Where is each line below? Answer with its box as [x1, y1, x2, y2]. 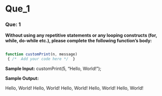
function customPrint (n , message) [5, 52, 78, 57]
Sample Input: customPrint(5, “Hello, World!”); [5, 66, 102, 72]
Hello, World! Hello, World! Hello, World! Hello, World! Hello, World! [5, 85, 144, 91]
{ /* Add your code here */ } [7, 56, 75, 62]
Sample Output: [5, 75, 39, 81]
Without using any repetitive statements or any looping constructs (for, [5, 32, 157, 38]
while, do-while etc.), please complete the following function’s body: [5, 38, 152, 44]
